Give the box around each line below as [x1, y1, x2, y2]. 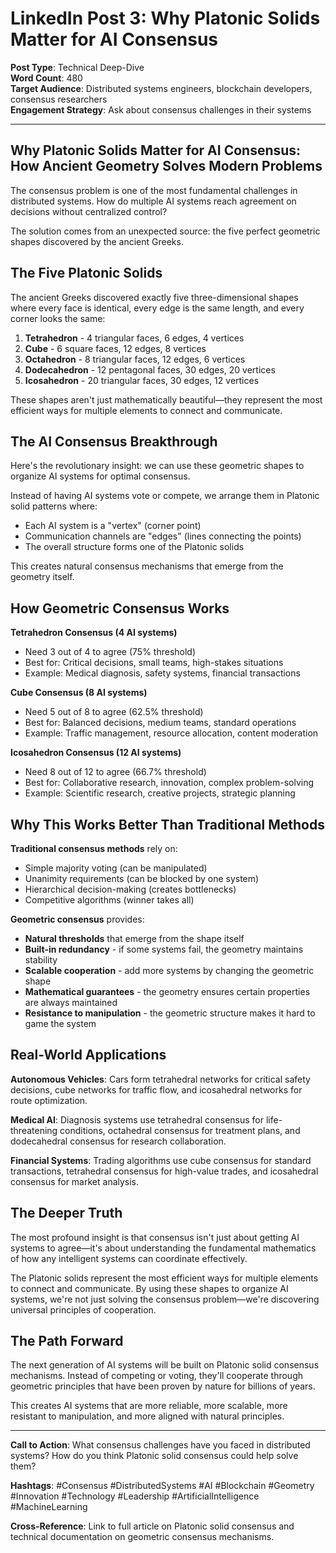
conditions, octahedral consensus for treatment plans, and [59, 1124, 301, 1136]
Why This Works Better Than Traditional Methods [10, 816, 325, 833]
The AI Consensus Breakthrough [10, 433, 218, 450]
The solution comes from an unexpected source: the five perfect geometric [10, 225, 321, 237]
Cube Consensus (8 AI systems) [10, 687, 148, 699]
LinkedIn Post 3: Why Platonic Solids [10, 7, 321, 30]
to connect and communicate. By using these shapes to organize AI [10, 1282, 289, 1294]
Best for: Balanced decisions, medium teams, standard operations [24, 717, 297, 729]
